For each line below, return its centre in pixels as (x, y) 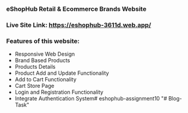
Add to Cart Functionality (45, 80)
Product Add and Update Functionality (62, 73)
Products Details (35, 67)
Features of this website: (43, 41)
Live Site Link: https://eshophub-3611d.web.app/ (79, 25)
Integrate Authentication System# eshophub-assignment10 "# (91, 99)
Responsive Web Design (45, 54)
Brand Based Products (42, 60)
